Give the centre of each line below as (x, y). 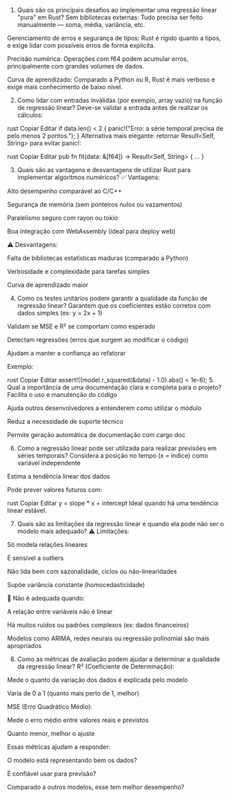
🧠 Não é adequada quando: (46, 598)
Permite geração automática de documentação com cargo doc (96, 435)
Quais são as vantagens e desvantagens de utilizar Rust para (104, 170)
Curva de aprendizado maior (48, 285)
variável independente (49, 463)
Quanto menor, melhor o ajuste (51, 733)
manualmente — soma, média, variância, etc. (81, 25)
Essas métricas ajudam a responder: (59, 747)
